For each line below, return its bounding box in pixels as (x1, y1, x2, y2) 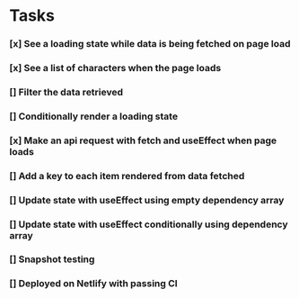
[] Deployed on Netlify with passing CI (9, 277, 178, 290)
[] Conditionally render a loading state (9, 110, 178, 122)
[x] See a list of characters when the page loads (9, 62, 222, 75)
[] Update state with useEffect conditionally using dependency (9, 218, 289, 230)
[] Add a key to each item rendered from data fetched (9, 169, 245, 182)
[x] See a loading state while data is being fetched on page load (9, 38, 291, 50)
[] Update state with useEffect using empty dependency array (9, 194, 285, 206)
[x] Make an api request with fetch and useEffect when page (9, 134, 277, 147)
